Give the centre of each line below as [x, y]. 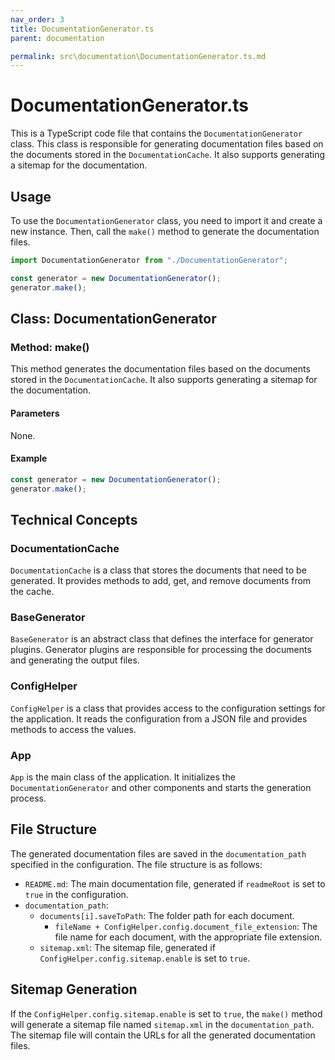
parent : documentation [57, 38]
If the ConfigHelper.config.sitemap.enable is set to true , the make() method [166, 1013]
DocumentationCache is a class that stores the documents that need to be [158, 570]
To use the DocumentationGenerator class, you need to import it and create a [166, 220]
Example [29, 458]
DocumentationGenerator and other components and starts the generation [161, 788]
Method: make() [50, 347]
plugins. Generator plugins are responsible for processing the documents [161, 650]
